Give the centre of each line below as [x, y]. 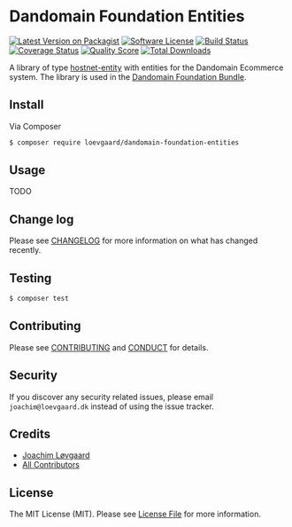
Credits [30, 433]
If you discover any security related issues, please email [111, 397]
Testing [31, 278]
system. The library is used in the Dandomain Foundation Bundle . [128, 76]
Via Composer [35, 126]
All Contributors [50, 465]
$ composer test [39, 299]
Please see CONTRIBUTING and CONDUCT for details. [109, 347]
